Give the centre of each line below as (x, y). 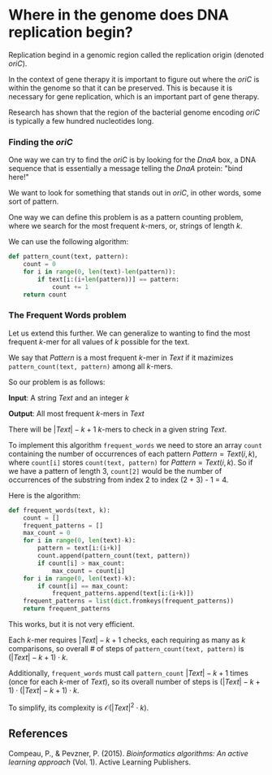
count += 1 (70, 287)
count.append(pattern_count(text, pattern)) (114, 556)
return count (45, 295)
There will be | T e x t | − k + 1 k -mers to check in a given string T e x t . (118, 429)
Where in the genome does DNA (119, 15)
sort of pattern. (34, 202)
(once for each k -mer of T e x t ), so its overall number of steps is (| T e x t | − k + (134, 682)
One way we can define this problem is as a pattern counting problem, (126, 217)
